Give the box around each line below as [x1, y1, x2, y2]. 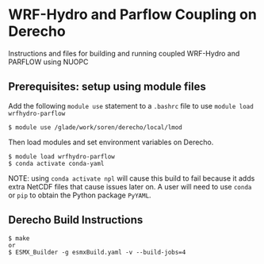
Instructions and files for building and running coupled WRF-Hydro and [8, 48, 240, 58]
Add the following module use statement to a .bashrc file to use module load [8, 101, 254, 110]
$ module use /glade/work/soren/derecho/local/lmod [8, 123, 182, 132]
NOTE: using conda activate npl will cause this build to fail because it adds [8, 173, 255, 183]
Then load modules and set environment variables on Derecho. [8, 137, 214, 147]
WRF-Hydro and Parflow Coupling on [8, 6, 258, 24]
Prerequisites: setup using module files [8, 80, 206, 94]
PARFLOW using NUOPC [8, 57, 89, 67]
